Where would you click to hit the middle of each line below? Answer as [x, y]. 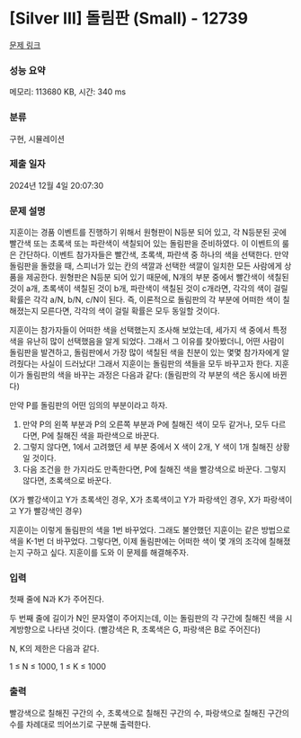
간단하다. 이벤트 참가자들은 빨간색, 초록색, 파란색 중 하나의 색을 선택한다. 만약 [154, 255]
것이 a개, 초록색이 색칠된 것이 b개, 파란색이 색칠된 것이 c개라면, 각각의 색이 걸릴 [149, 289]
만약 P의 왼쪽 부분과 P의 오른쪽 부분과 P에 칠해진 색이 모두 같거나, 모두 [146, 424]
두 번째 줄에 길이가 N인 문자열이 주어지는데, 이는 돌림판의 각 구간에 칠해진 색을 [146, 618]
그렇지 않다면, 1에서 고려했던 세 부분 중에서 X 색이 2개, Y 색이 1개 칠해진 [148, 447]
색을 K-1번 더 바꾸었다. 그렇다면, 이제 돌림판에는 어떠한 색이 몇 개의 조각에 [138, 541]
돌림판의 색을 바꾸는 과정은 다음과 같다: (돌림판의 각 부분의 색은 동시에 [148, 375]
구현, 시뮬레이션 [37, 138]
